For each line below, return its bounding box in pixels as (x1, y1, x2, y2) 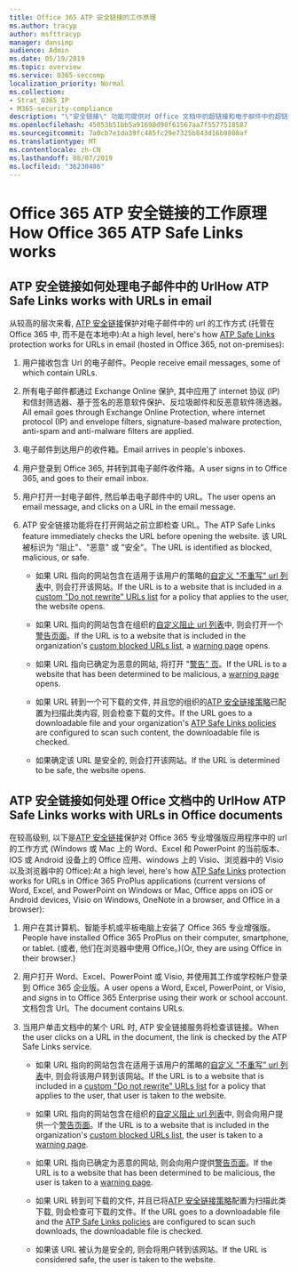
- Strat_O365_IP (9, 95, 69, 105)
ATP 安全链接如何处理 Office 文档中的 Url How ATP (9, 793, 286, 808)
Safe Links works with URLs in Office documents (9, 807, 284, 823)
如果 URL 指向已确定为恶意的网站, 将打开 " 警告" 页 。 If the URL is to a (35, 659, 287, 670)
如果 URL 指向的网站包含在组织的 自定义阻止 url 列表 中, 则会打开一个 (35, 619, 284, 630)
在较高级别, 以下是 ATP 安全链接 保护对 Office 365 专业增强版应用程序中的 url (9, 833, 287, 843)
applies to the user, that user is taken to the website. (35, 1091, 227, 1101)
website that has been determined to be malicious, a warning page (35, 669, 279, 680)
